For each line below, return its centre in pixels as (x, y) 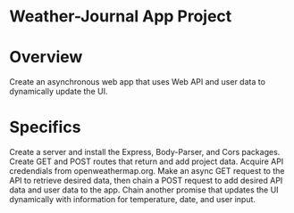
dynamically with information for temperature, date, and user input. (133, 200)
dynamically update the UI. (59, 92)
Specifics (45, 127)
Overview (46, 57)
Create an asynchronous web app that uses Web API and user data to (138, 82)
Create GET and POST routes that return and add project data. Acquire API (147, 161)
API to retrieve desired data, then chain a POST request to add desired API (146, 181)
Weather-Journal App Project (121, 16)
